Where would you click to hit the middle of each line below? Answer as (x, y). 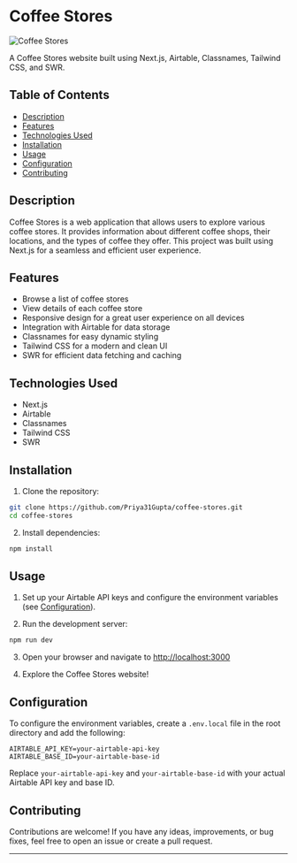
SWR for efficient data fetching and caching (102, 355)
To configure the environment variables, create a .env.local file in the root (145, 723)
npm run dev (31, 640)
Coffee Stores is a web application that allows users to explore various (137, 222)
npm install (31, 549)
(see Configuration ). (58, 607)
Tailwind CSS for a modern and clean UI (95, 346)
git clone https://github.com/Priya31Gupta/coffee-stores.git (126, 508)
